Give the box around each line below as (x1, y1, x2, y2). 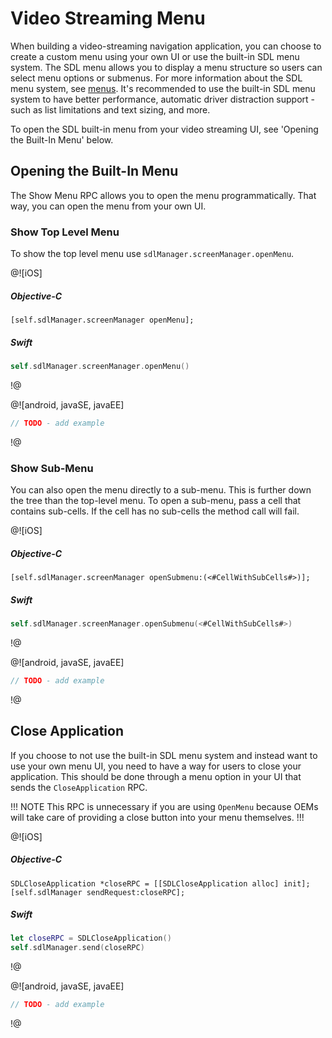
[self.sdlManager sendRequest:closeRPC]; (10, 887, 186, 897)
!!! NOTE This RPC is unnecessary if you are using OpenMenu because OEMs (10, 800, 319, 812)
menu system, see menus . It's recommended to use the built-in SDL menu (10, 82, 316, 94)
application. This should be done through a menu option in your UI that (10, 770, 302, 782)
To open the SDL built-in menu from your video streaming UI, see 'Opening (10, 123, 319, 135)
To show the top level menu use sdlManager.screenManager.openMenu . (10, 248, 295, 260)
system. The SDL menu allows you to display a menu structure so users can (10, 61, 323, 73)
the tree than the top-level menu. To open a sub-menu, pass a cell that (10, 495, 302, 507)
